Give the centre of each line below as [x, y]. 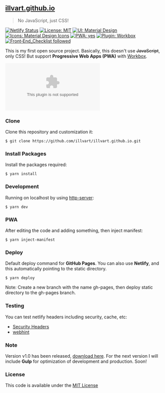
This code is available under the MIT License [52, 385]
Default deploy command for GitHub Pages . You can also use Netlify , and [82, 263]
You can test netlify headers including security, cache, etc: [66, 317]
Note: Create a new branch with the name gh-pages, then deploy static [79, 288]
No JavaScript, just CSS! [43, 20]
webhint [21, 332]
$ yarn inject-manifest [30, 240]
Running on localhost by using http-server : [50, 198]
